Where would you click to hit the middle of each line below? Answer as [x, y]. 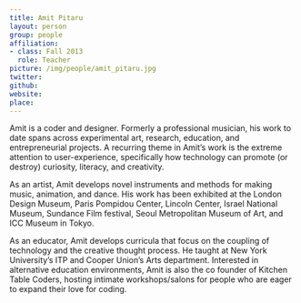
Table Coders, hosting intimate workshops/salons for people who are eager [151, 279]
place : [22, 102]
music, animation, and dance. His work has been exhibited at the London [145, 194]
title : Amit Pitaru [46, 18]
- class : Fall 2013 [46, 52]
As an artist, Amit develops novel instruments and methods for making [141, 185]
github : [24, 86]
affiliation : [34, 43]
